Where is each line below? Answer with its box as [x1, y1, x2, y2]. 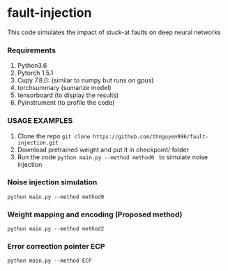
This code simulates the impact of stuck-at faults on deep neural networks [7, 28, 221, 36]
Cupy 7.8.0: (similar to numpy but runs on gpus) [17, 76, 154, 85]
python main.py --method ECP [7, 257, 92, 265]
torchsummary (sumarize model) [17, 84, 112, 92]
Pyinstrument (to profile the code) [17, 98, 115, 107]
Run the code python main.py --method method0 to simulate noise [17, 152, 208, 161]
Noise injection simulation [7, 177, 98, 187]
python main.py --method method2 [7, 226, 105, 233]
